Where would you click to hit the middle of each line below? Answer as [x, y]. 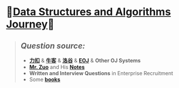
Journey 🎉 [30, 24]
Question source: [53, 46]
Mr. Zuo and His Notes [57, 67]
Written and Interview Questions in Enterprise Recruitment [101, 73]
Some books [45, 79]
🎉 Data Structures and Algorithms [89, 12]
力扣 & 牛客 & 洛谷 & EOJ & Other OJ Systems [85, 60]
